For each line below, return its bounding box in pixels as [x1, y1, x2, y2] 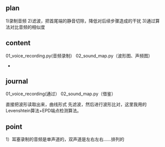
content [5, 39, 31, 47]
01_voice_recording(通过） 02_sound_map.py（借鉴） [5, 91, 116, 97]
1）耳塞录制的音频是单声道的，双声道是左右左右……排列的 [5, 137, 124, 143]
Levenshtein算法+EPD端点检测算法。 [5, 108, 82, 114]
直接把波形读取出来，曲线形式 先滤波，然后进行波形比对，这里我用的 [5, 102, 147, 108]
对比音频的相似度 [9, 24, 45, 30]
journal [5, 77, 28, 86]
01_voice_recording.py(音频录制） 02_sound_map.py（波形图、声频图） [5, 52, 153, 59]
